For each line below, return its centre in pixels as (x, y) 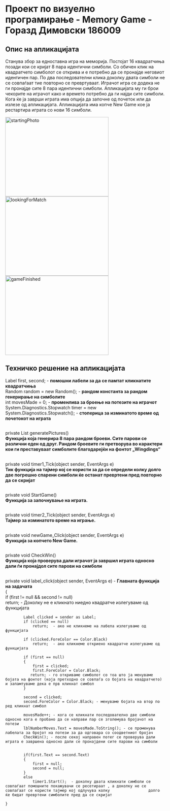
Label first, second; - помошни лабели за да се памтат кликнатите (78, 380)
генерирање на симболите (35, 397)
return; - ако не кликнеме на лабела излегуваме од (89, 626)
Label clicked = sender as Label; (60, 617)
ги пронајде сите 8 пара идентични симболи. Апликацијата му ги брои (82, 88)
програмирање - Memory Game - (79, 20)
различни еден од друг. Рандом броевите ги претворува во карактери (84, 444)
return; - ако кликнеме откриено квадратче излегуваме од (96, 644)
